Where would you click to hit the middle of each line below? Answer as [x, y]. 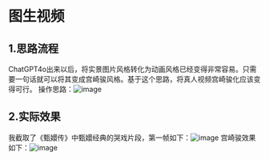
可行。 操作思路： [44, 89]
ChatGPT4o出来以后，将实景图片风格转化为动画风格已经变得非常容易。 [125, 69]
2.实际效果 [35, 117]
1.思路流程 [34, 48]
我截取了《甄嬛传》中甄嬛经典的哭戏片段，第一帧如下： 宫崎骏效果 [132, 138]
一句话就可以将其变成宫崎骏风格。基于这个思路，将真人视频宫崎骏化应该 [134, 79]
